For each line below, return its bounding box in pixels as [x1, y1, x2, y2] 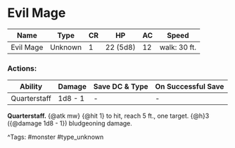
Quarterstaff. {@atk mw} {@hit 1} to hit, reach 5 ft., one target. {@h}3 [7, 111, 210, 121]
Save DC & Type [93, 82, 149, 92]
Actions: [7, 63, 37, 73]
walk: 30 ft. [159, 42, 197, 52]
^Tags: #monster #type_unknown [7, 132, 104, 142]
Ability [20, 82, 43, 92]
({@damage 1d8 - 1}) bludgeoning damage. [7, 119, 132, 128]
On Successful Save [155, 82, 224, 92]
